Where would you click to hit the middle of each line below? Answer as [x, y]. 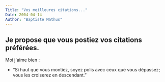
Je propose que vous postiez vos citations [74, 40]
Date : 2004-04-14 [24, 15]
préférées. [22, 48]
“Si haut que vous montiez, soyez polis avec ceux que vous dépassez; [86, 70]
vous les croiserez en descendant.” [49, 75]
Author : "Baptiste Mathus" [34, 19]
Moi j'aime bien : [22, 60]
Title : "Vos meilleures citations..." [46, 10]
